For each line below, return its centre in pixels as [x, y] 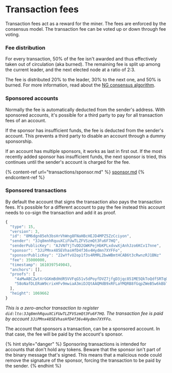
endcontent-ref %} [25, 177]
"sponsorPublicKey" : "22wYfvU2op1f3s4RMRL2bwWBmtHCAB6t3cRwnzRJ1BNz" [85, 255]
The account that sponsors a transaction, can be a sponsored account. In [83, 328]
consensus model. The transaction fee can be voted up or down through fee [86, 29]
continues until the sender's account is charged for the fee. [68, 162]
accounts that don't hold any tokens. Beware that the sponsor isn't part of [83, 349]
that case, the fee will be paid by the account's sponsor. [64, 334]
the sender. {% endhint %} [33, 366]
